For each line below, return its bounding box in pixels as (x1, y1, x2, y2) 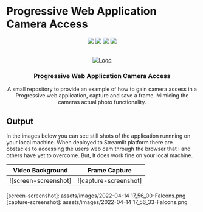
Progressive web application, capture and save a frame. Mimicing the (15, 92, 189, 99)
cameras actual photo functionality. (58, 99, 146, 106)
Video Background (13, 166, 68, 175)
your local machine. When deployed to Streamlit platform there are (6, 139, 173, 146)
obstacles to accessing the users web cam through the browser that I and (6, 145, 191, 153)
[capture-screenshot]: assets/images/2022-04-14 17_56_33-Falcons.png (6, 199, 188, 206)
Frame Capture (88, 166, 132, 175)
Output (6, 116, 33, 126)
